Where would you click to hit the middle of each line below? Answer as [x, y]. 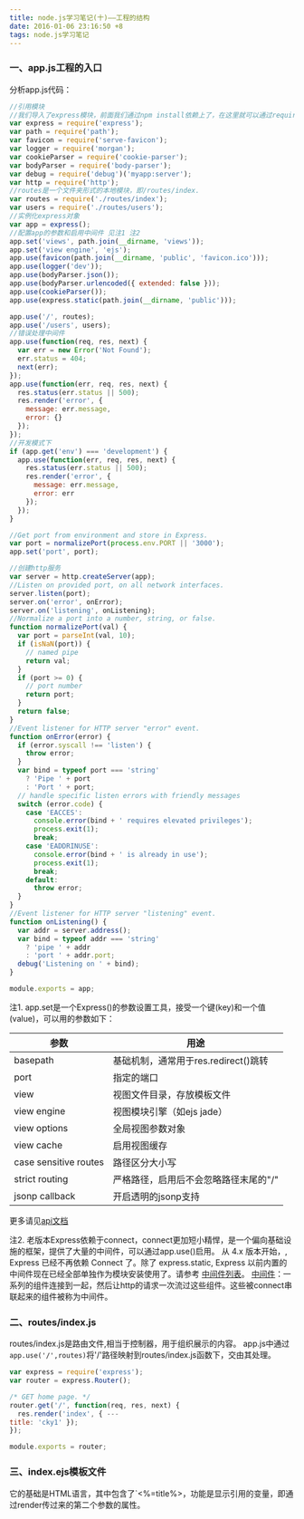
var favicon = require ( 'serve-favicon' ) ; [89, 140]
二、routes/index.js [53, 1322]
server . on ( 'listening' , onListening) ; [82, 610]
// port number [54, 686]
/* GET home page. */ [50, 1397]
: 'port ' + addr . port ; [71, 956]
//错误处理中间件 [37, 333]
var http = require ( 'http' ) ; [64, 182]
